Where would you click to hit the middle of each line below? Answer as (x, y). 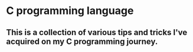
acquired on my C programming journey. (82, 41)
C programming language (70, 11)
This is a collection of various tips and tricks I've (97, 32)
